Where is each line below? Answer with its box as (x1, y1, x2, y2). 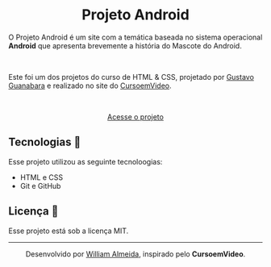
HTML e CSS (19, 172, 64, 182)
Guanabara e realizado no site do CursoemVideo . (8, 81, 172, 90)
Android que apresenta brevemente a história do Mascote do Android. (8, 40, 242, 50)
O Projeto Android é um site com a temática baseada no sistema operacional (8, 32, 263, 42)
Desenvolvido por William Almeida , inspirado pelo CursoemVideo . (25, 248, 246, 259)
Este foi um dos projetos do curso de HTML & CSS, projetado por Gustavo (8, 72, 254, 81)
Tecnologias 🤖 (8, 136, 81, 149)
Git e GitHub (19, 181, 61, 190)
